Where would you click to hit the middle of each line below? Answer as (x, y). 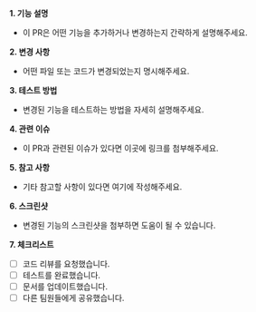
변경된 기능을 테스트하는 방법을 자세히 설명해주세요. (113, 110)
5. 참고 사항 (29, 167)
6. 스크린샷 (28, 206)
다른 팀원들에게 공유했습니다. (73, 298)
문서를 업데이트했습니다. (65, 287)
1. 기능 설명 (29, 13)
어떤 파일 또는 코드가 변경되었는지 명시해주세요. (106, 71)
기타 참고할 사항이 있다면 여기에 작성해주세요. (102, 187)
